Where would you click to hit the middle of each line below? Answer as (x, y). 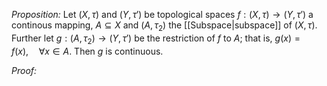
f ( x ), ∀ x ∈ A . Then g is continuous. (87, 51)
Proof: (24, 70)
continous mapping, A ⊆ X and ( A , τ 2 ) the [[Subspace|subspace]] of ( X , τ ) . (164, 26)
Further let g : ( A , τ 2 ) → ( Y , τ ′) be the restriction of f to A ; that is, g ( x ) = (156, 39)
